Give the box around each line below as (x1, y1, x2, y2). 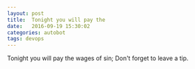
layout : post (7, 10, 44, 17)
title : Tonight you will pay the (7, 16, 106, 23)
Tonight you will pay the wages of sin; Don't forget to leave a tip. (7, 54, 189, 62)
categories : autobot (7, 29, 66, 36)
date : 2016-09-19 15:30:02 (7, 23, 90, 29)
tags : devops (7, 36, 44, 42)
